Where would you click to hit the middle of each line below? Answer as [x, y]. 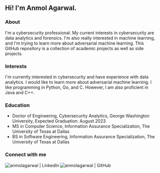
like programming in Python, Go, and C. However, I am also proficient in [77, 87]
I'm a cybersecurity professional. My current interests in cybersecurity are [80, 33]
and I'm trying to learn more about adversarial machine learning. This [74, 43]
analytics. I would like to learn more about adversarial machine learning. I [79, 82]
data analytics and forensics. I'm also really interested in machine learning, [80, 38]
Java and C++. [20, 92]
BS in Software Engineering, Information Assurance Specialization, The [83, 137]
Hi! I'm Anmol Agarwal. [41, 8]
